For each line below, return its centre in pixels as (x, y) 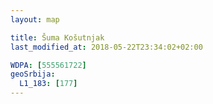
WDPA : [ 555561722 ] (48, 65)
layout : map (35, 19)
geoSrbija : (33, 74)
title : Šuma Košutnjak (57, 37)
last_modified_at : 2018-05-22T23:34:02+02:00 (106, 47)
